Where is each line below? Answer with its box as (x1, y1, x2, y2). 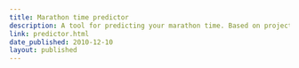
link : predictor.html (9, 29, 90, 38)
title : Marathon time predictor (9, 12, 129, 22)
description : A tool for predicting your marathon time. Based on (9, 21, 261, 30)
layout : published (9, 46, 77, 55)
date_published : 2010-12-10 (9, 37, 114, 47)
